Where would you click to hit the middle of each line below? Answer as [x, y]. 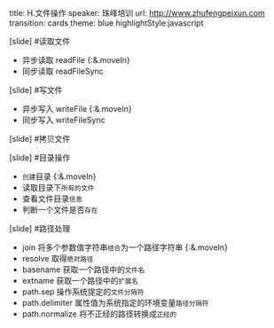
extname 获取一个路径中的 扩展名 [80, 281]
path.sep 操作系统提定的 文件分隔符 [83, 292]
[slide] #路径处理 [40, 228]
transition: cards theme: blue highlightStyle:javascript [106, 23]
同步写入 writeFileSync [63, 120]
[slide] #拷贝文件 [40, 139]
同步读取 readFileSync [63, 71]
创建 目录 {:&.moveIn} [59, 176]
